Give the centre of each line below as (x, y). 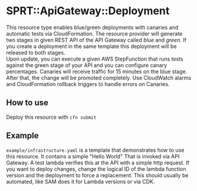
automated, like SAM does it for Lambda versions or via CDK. (80, 182)
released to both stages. (36, 52)
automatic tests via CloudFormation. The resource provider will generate (94, 33)
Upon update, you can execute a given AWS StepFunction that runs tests (95, 59)
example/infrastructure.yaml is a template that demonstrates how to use (95, 150)
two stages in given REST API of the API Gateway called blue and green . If (96, 40)
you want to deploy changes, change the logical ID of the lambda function (96, 169)
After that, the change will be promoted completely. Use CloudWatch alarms (99, 78)
